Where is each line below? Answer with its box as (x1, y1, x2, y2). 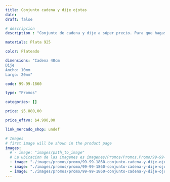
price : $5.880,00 (5, 109, 42, 114)
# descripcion (5, 26, 35, 31)
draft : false (5, 17, 33, 22)
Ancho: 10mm (5, 67, 30, 72)
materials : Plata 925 (5, 40, 51, 45)
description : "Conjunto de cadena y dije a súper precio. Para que (5, 31, 153, 36)
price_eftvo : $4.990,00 (5, 118, 56, 123)
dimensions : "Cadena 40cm (5, 58, 60, 63)
